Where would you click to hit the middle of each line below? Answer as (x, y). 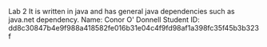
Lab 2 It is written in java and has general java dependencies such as (122, 11)
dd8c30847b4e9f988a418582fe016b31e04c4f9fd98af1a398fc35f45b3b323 (134, 28)
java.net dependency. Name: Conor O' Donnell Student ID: (104, 20)
